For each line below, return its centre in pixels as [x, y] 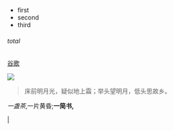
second [28, 17]
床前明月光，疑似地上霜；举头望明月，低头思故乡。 [97, 91]
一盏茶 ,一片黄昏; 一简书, [41, 106]
